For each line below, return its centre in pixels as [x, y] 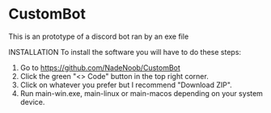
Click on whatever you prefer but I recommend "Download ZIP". [126, 85]
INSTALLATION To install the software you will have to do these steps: [125, 52]
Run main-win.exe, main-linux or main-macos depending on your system [141, 93]
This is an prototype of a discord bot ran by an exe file [99, 36]
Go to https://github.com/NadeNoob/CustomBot [100, 67]
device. [32, 102]
